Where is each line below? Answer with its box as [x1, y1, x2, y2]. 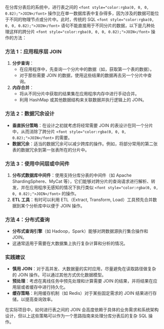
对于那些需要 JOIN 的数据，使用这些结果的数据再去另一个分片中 [19, 72, 148, 78]
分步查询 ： [12, 60, 34, 66]
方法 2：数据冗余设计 [5, 110, 55, 117]
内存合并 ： [12, 85, 34, 90]
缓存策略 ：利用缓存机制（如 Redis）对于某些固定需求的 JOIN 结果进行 [12, 290, 153, 296]
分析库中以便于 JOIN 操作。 [29, 202, 85, 209]
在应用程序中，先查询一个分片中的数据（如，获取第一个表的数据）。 [19, 66, 155, 72]
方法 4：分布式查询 [5, 216, 50, 223]
